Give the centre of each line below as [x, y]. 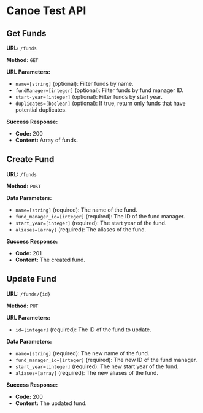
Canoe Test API [46, 11]
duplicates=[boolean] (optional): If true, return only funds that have [100, 103]
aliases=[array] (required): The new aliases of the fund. [86, 372]
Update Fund [32, 279]
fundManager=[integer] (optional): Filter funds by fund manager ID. [99, 90]
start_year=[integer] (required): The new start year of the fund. [97, 366]
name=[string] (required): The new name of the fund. [82, 353]
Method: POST [24, 186]
